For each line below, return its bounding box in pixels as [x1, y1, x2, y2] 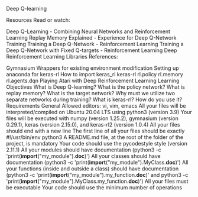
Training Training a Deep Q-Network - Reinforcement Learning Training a [6, 41, 184, 47]
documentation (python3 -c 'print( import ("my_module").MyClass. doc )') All [6, 159, 189, 166]
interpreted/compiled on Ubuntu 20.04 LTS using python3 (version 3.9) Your [6, 109, 192, 115]
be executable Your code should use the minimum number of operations [6, 184, 182, 191]
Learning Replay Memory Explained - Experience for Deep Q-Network [6, 34, 177, 41]
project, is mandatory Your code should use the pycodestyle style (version [6, 140, 188, 147]
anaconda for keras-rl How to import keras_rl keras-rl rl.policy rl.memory [6, 71, 183, 77]
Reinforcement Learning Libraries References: [6, 53, 118, 60]
